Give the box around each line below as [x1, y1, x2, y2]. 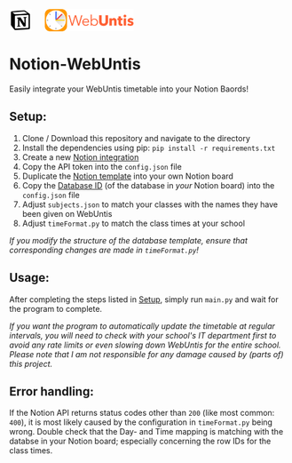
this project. [9, 358, 53, 369]
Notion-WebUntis [9, 54, 141, 75]
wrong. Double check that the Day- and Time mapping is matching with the [9, 427, 284, 437]
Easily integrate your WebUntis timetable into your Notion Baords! [9, 84, 249, 94]
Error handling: [9, 384, 95, 399]
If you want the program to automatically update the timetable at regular [9, 320, 275, 331]
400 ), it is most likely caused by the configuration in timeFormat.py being [9, 417, 273, 427]
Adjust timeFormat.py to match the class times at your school [21, 218, 246, 228]
